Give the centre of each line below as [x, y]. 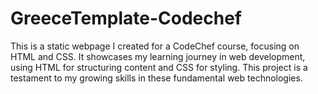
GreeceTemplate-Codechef [126, 18]
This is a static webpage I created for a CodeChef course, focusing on [155, 46]
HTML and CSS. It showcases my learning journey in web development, [158, 56]
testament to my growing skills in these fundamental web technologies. [156, 78]
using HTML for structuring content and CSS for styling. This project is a [159, 67]
